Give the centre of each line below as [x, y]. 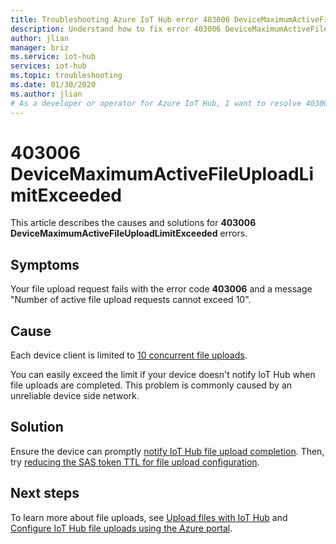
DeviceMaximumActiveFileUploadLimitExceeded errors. [129, 233]
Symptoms [45, 264]
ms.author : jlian [46, 94]
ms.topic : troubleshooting [66, 76]
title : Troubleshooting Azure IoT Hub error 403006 [120, 19]
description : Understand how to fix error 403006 [116, 29]
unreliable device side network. [75, 396]
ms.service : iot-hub [53, 57]
